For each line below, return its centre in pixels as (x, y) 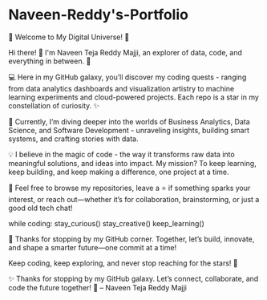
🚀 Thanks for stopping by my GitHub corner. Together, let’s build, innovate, (131, 239)
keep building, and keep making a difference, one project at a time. (119, 172)
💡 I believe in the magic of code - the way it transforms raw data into (121, 154)
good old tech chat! (40, 208)
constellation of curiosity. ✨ (54, 105)
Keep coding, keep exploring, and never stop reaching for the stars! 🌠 (123, 263)
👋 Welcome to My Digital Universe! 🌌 (69, 37)
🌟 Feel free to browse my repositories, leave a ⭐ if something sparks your (129, 188)
